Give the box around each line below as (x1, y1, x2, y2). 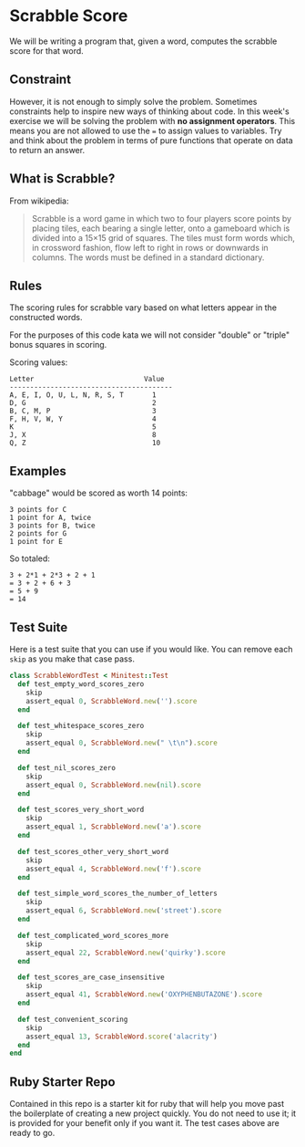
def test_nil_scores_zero (17, 763, 117, 772)
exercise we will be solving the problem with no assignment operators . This (9, 115, 296, 126)
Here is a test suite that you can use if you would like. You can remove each (9, 644, 293, 654)
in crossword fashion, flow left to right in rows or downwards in (31, 242, 269, 253)
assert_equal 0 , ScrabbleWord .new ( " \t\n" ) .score (25, 738, 219, 748)
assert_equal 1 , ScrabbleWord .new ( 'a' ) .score (25, 822, 202, 831)
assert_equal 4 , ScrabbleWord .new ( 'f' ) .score (25, 864, 202, 873)
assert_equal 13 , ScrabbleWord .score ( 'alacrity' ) (25, 1032, 219, 1041)
